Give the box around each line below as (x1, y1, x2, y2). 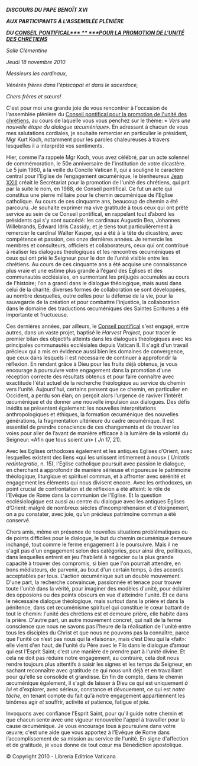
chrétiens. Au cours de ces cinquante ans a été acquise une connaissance (6, 261, 187, 267)
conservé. (6, 517, 31, 524)
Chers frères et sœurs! (6, 93, 61, 100)
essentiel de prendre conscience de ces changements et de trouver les (6, 423, 180, 430)
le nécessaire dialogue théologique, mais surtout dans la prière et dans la (6, 598, 184, 605)
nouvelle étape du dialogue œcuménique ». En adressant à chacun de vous (6, 123, 189, 130)
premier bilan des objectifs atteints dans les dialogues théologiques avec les (6, 336, 192, 342)
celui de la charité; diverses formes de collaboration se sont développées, (6, 286, 186, 293)
